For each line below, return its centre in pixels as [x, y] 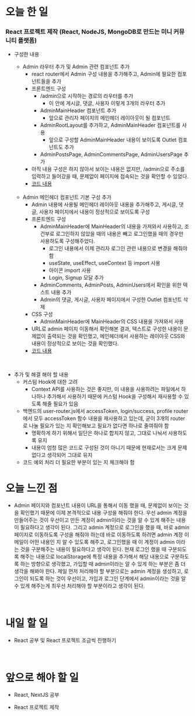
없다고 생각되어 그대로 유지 [62, 455]
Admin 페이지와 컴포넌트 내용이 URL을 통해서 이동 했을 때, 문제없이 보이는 [98, 505]
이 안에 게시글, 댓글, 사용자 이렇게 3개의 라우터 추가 [107, 104]
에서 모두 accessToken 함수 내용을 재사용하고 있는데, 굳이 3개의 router [104, 418]
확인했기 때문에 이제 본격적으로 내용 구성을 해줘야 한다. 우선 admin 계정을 [104, 513]
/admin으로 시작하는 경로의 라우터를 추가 [87, 96]
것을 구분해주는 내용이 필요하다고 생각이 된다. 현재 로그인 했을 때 [93, 549]
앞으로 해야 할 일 [42, 678]
